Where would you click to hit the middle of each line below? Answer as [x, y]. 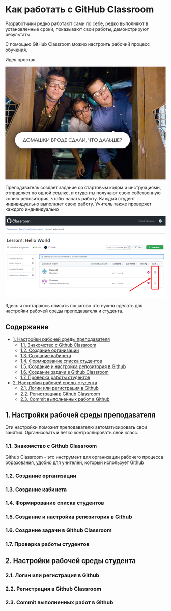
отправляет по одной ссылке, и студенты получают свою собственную [83, 193]
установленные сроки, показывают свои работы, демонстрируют [77, 29]
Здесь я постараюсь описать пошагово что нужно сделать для [74, 305]
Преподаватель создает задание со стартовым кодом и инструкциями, [83, 187]
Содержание [27, 327]
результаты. [18, 34]
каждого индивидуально [32, 209]
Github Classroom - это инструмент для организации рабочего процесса [84, 457]
